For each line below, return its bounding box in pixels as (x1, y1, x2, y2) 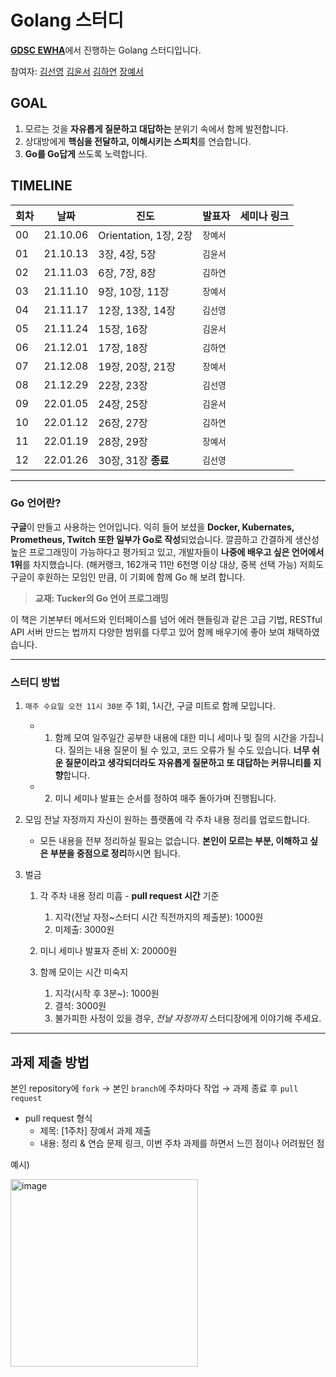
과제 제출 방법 (10, 1054, 90, 1071)
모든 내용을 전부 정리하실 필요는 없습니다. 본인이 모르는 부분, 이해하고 (39, 835, 308, 847)
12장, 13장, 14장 (98, 303, 176, 317)
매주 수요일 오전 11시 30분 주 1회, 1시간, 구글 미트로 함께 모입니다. (24, 700, 276, 712)
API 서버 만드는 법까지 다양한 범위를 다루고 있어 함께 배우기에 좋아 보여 (10, 626, 286, 638)
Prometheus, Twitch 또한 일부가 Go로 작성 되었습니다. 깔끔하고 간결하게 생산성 (10, 533, 320, 545)
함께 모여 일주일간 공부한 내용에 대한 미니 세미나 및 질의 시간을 (54, 732, 298, 744)
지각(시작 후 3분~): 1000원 (54, 987, 160, 1000)
